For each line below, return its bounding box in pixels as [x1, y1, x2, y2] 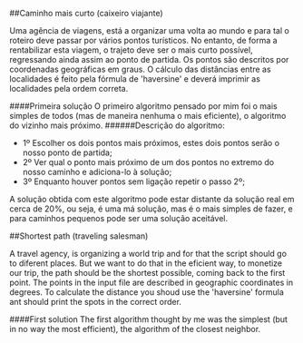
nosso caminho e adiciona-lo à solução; [22, 167, 172, 177]
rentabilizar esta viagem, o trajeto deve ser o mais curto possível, [9, 44, 253, 55]
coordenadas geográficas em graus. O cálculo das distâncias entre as [9, 64, 271, 74]
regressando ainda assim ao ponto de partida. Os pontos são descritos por [9, 54, 289, 64]
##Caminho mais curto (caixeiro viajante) [9, 8, 163, 18]
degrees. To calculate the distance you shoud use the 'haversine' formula [9, 287, 284, 298]
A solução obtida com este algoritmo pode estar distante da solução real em [9, 194, 295, 204]
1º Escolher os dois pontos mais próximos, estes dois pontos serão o [22, 138, 279, 148]
